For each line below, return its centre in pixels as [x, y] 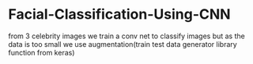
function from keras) [42, 52]
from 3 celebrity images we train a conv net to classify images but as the [126, 36]
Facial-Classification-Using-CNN [119, 14]
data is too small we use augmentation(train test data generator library [123, 44]
